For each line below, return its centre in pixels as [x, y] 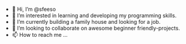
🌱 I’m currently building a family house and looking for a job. [86, 22]
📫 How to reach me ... [40, 35]
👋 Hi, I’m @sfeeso [34, 9]
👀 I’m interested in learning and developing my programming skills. [94, 15]
